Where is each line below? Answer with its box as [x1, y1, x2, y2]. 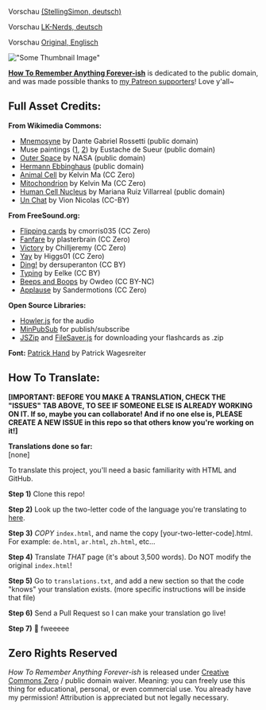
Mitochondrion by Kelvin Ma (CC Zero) [19, 178, 146, 187]
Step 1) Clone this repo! [8, 488, 86, 499]
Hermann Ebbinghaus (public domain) [19, 161, 145, 171]
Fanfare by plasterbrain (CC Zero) [19, 234, 131, 244]
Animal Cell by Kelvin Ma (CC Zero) [19, 170, 136, 179]
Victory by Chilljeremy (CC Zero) [19, 242, 127, 253]
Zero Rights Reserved [8, 646, 118, 660]
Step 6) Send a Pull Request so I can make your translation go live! [8, 608, 226, 618]
